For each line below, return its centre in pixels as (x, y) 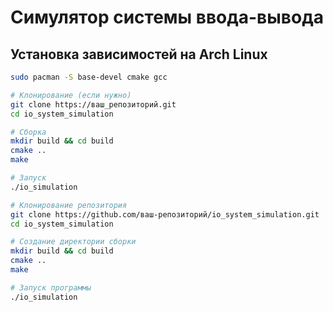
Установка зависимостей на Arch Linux (139, 54)
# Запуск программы (51, 287)
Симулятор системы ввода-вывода (167, 17)
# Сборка (28, 132)
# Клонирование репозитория (69, 205)
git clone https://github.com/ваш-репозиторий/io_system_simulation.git (165, 214)
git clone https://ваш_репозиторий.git (93, 104)
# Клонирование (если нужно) (71, 95)
